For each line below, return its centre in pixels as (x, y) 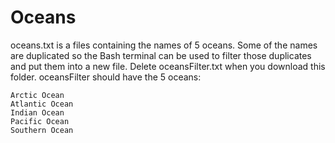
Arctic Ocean (37, 95)
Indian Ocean (37, 112)
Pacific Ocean (40, 121)
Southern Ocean (42, 130)
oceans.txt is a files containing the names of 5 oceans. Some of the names (164, 45)
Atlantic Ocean (42, 104)
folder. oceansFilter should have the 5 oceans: (106, 77)
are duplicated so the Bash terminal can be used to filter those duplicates (161, 55)
